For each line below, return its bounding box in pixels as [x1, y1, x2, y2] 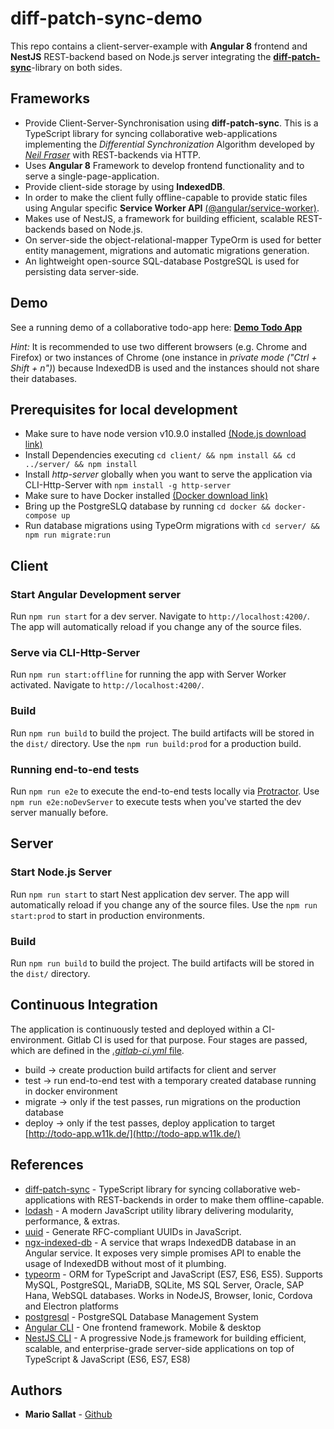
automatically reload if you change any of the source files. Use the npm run [10, 898, 318, 911]
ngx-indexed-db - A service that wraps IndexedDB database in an [24, 1236, 297, 1248]
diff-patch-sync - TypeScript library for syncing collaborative [24, 1183, 277, 1195]
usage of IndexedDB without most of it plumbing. [24, 1257, 227, 1269]
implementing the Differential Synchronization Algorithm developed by [24, 138, 315, 150]
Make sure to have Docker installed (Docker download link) [24, 490, 269, 502]
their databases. [10, 372, 78, 384]
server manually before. [10, 806, 109, 818]
